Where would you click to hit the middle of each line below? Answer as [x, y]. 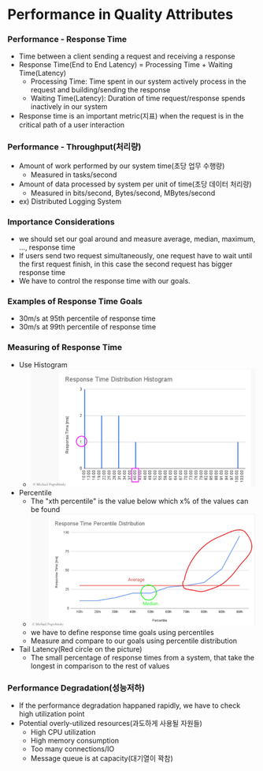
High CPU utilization [63, 732]
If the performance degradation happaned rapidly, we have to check [130, 705]
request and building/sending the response [100, 90]
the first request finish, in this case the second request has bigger [126, 264]
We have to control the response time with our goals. [104, 281]
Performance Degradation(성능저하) [76, 688]
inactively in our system [69, 107]
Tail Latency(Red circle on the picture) [80, 649]
